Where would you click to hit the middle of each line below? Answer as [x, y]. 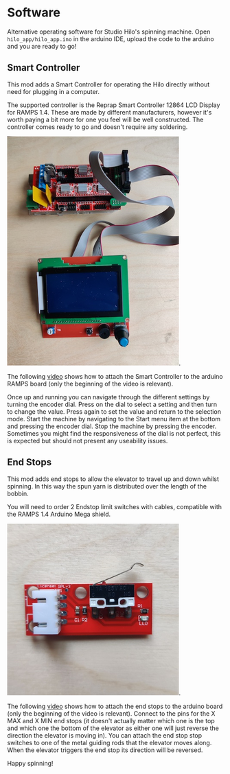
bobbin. [18, 493]
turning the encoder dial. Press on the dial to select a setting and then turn [112, 404]
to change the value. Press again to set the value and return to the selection [114, 411]
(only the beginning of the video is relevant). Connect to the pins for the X [111, 713]
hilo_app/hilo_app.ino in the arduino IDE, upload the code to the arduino [111, 38]
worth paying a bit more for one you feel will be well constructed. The [105, 119]
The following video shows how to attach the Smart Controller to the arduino [115, 376]
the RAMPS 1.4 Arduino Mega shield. [59, 514]
